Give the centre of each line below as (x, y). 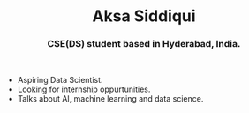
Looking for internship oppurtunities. (84, 89)
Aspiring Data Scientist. (60, 80)
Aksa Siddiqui (144, 16)
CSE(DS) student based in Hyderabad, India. (144, 44)
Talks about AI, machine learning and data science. (110, 99)
